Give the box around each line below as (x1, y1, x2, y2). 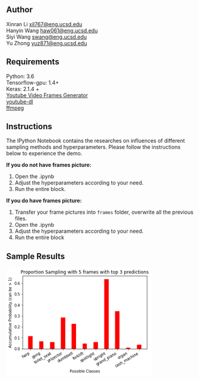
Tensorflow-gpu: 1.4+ (6, 79, 59, 86)
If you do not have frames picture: (6, 161, 92, 168)
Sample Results (6, 251, 65, 261)
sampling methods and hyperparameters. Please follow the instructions (6, 143, 181, 151)
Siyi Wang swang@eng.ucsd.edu (6, 33, 87, 40)
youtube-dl (6, 98, 34, 105)
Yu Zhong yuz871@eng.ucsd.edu (6, 39, 87, 46)
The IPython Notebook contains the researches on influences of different (6, 137, 185, 145)
